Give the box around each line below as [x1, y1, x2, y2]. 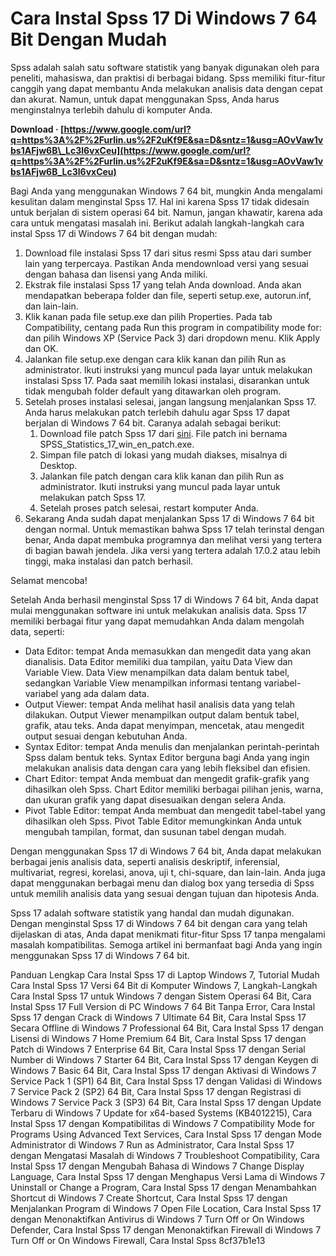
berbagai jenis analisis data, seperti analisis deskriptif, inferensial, [10, 855, 281, 867]
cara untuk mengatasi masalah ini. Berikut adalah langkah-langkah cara [10, 217, 305, 229]
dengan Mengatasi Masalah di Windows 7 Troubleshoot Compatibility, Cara [10, 1149, 320, 1161]
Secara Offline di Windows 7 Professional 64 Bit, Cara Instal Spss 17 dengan [10, 1022, 324, 1034]
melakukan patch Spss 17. [39, 491, 147, 503]
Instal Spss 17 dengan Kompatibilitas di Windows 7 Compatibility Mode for [10, 1117, 316, 1129]
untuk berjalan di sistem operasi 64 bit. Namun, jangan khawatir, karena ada [10, 206, 323, 218]
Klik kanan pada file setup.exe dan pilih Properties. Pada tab [24, 310, 273, 322]
